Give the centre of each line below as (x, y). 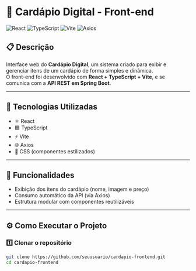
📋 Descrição (30, 47)
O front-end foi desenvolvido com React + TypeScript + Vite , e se (85, 77)
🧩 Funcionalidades (40, 175)
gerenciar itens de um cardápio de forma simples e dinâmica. (80, 70)
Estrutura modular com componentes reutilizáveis (74, 202)
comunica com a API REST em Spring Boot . (59, 83)
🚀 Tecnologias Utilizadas (52, 107)
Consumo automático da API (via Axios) (62, 195)
